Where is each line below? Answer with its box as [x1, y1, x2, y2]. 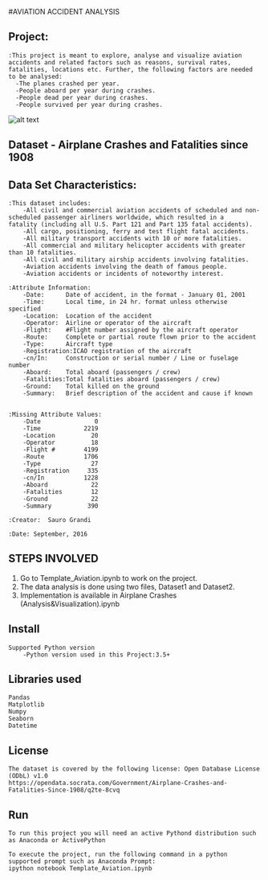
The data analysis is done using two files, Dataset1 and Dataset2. [19, 582, 235, 591]
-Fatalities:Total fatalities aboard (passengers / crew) [22, 376, 221, 384]
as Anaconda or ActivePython [8, 837, 106, 845]
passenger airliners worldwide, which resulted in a [43, 213, 225, 222]
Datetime [8, 722, 38, 730]
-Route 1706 [22, 453, 99, 461]
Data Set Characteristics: [8, 178, 137, 191]
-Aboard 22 [22, 481, 99, 489]
